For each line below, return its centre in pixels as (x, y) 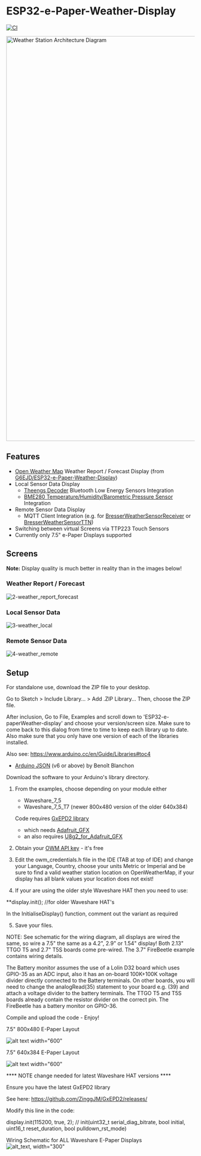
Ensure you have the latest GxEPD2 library (58, 1088)
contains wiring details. (35, 956)
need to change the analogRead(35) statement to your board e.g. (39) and (98, 987)
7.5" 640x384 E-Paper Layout (43, 1053)
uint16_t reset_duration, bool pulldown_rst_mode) (66, 1128)
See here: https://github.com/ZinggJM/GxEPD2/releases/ (77, 1099)
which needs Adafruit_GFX (57, 830)
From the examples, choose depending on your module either (91, 789)
